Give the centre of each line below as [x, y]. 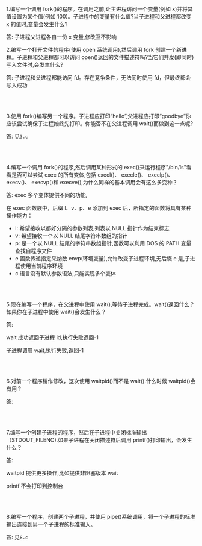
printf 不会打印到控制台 [35, 486]
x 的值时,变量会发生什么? [37, 24]
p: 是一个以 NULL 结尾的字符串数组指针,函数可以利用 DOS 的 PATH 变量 [103, 243]
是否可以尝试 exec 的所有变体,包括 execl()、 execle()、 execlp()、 [92, 175]
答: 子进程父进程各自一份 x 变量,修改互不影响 [62, 37]
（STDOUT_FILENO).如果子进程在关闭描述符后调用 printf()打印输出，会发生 [99, 440]
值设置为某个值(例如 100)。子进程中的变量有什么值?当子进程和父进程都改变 [99, 17]
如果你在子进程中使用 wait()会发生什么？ [56, 312]
